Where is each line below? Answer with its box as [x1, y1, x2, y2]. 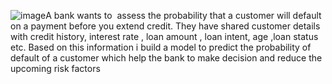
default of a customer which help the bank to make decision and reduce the [10, 52, 323, 64]
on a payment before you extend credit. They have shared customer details [10, 20, 321, 32]
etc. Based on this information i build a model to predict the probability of [10, 41, 312, 53]
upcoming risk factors [10, 63, 101, 74]
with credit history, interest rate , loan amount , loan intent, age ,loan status [10, 31, 319, 42]
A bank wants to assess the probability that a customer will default [45, 10, 322, 21]
